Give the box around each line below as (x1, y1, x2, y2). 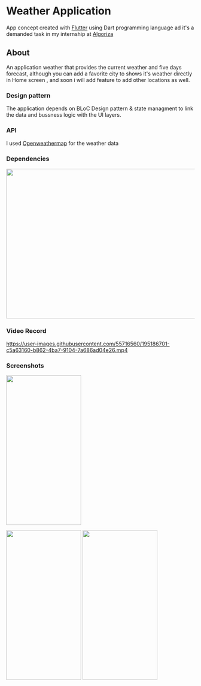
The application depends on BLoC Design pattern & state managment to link (6, 105, 193, 112)
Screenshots (6, 361, 44, 369)
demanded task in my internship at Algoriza (6, 30, 114, 37)
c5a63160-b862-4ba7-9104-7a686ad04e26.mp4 (6, 346, 128, 354)
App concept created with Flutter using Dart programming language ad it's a (6, 24, 194, 31)
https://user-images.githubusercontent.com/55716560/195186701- (6, 340, 170, 347)
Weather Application (6, 4, 112, 18)
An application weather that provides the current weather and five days (6, 63, 182, 71)
